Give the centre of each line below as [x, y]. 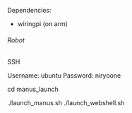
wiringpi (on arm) [43, 24]
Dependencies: [29, 10]
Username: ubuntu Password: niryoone [64, 76]
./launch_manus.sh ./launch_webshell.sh [66, 103]
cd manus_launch [33, 89]
